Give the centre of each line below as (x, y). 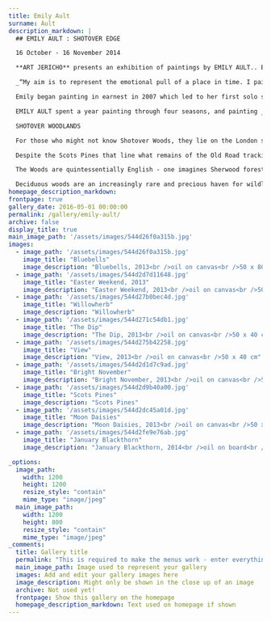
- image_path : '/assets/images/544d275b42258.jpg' (102, 342)
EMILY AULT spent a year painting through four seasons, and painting (137, 111)
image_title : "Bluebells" (67, 260)
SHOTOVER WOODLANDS (48, 126)
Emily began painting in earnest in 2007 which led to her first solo (137, 97)
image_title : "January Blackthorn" (83, 440)
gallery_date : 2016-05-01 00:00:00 (68, 207)
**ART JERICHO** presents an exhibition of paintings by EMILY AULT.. (137, 68)
